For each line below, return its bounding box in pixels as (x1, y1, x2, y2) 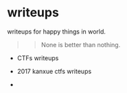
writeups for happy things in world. (7, 27, 106, 36)
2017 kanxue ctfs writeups (16, 67, 92, 75)
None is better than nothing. (41, 40, 121, 49)
